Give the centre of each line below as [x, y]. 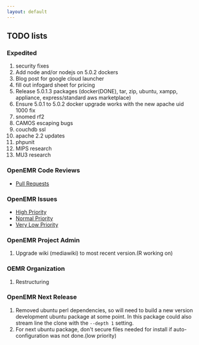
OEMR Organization [36, 268]
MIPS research [34, 149]
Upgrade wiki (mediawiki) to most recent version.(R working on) [94, 253]
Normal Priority [34, 218]
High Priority [31, 212]
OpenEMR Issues [32, 199]
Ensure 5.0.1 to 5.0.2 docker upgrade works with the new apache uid [99, 104]
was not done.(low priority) [83, 335]
